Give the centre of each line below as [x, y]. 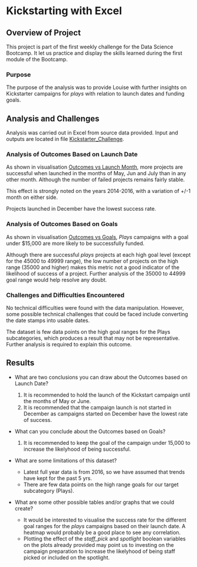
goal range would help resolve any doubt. [57, 280]
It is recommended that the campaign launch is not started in [97, 407]
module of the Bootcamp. [37, 59]
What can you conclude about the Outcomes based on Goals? [90, 431]
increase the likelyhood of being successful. [77, 449]
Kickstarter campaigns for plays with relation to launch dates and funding [95, 94]
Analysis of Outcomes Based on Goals [62, 224]
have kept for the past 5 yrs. [58, 478]
